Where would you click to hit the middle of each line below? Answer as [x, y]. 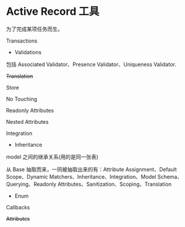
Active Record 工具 [53, 11]
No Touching [22, 99]
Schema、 [170, 176]
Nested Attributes [27, 121]
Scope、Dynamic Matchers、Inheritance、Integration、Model [81, 176]
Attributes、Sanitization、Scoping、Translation [115, 184]
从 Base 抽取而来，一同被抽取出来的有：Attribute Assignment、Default [92, 169]
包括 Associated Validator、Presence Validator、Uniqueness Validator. [91, 64]
